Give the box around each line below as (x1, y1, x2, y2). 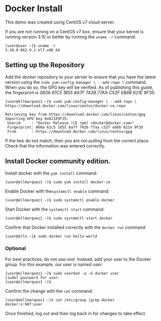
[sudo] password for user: (5, 275, 60, 280)
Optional (5, 245, 26, 252)
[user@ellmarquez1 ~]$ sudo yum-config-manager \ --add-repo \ (5, 99, 137, 104)
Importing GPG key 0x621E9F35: (5, 116, 69, 121)
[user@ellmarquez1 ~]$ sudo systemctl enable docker (5, 198, 115, 202)
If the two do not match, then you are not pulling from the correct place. (5, 138, 150, 144)
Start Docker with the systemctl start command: (5, 206, 105, 212)
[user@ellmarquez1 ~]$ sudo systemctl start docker (5, 216, 113, 221)
